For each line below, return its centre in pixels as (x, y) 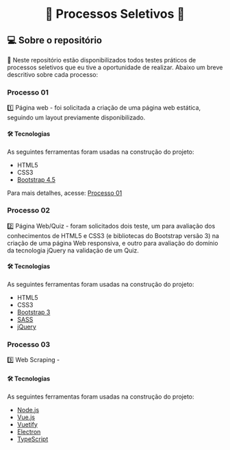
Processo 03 (29, 344)
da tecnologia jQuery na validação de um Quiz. (73, 250)
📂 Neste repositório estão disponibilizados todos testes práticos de (102, 60)
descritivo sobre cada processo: (53, 74)
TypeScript (33, 439)
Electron (29, 431)
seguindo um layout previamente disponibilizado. (76, 118)
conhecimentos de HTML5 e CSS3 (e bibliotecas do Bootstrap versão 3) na (113, 235)
